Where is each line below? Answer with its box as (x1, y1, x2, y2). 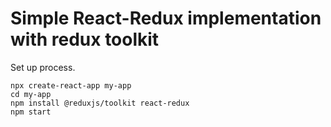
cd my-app (10, 89, 52, 99)
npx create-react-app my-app (10, 80, 132, 91)
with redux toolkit (10, 28, 160, 51)
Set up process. (10, 61, 76, 73)
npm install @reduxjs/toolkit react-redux (10, 98, 190, 108)
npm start (10, 107, 52, 117)
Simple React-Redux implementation (10, 7, 322, 30)
